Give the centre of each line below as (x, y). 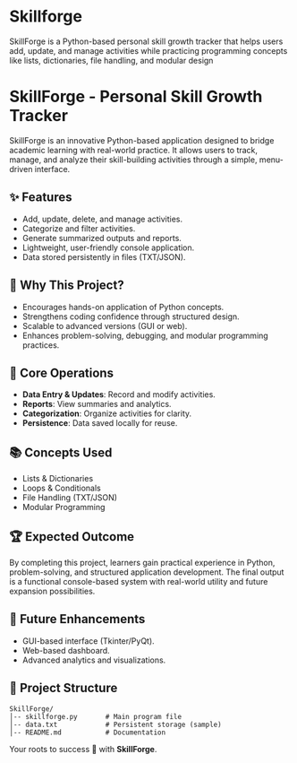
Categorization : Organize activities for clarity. (107, 413)
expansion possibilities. (52, 591)
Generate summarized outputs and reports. (102, 238)
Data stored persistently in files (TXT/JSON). (104, 256)
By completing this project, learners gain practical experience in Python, (142, 562)
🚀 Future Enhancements (77, 619)
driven (21, 169)
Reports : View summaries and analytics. (97, 404)
